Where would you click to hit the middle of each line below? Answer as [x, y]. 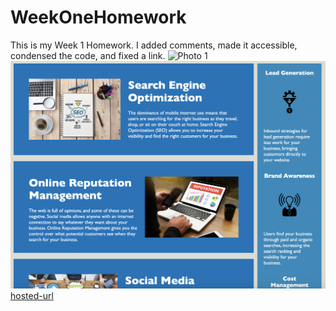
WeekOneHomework [98, 17]
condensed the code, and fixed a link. [88, 55]
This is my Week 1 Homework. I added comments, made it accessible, [154, 45]
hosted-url [32, 295]
